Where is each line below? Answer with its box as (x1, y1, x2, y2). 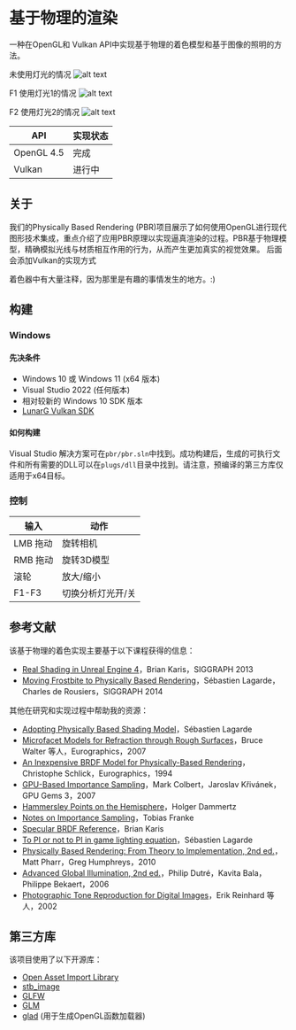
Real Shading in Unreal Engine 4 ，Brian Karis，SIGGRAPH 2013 (21, 663, 254, 674)
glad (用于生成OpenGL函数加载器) (21, 1011, 146, 1021)
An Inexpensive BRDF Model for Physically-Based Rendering (21, 756, 243, 767)
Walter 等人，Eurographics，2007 (21, 746, 147, 756)
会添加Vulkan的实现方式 (9, 254, 97, 266)
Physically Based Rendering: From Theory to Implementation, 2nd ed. (21, 845, 276, 856)
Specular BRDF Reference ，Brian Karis (21, 823, 164, 833)
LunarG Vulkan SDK (21, 406, 95, 416)
